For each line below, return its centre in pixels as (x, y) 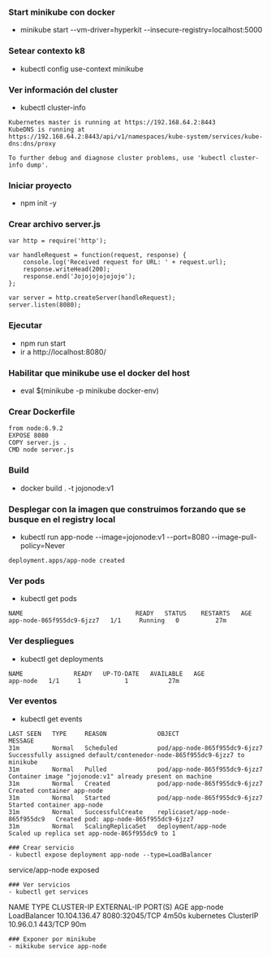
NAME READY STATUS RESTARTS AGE (130, 614)
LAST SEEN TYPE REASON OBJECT (94, 734)
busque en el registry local (62, 519)
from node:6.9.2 (36, 429)
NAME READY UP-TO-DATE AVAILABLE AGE (107, 673)
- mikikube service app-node (58, 946)
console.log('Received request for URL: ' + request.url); (125, 263)
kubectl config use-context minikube (82, 68)
